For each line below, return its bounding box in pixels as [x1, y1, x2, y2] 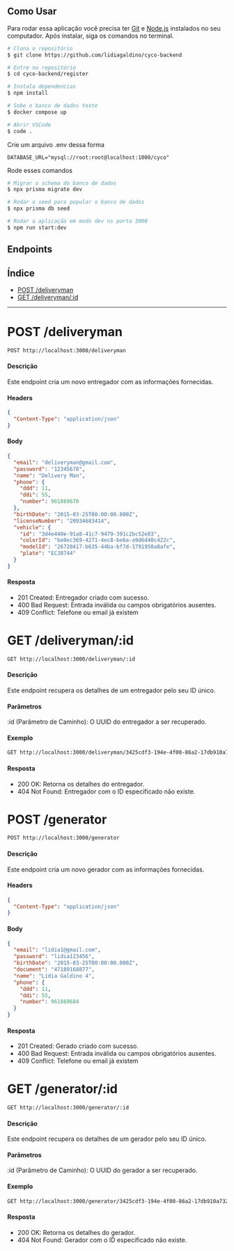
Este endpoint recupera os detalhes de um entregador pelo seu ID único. [7, 686, 216, 695]
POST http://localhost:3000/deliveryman [7, 347, 127, 354]
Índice [7, 267, 35, 279]
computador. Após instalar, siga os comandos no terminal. [7, 31, 174, 40]
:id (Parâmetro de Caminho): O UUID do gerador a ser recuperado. [7, 1166, 198, 1174]
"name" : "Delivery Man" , [13, 472, 86, 479]
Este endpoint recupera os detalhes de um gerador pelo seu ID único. [7, 1135, 207, 1143]
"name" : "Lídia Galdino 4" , [13, 972, 95, 979]
